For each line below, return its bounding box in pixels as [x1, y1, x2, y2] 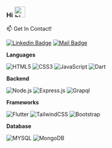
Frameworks [6, 99, 39, 106]
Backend [6, 75, 29, 82]
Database [6, 123, 32, 130]
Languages [6, 51, 35, 58]
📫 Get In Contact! [6, 25, 52, 33]
